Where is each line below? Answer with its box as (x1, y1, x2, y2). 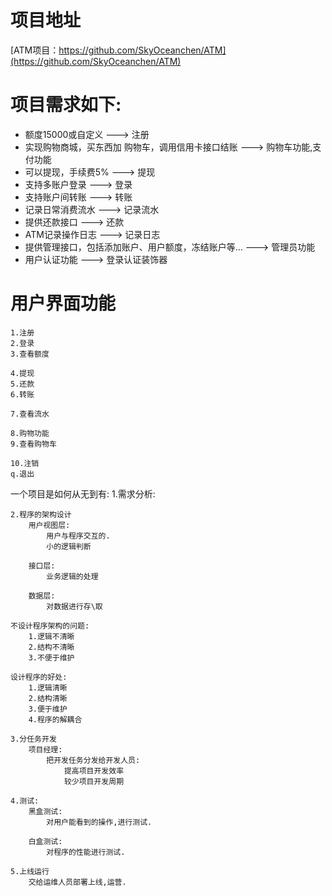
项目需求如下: (10, 94, 122, 116)
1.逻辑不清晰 (28, 631, 75, 641)
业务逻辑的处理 (46, 571, 99, 581)
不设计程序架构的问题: (10, 621, 90, 631)
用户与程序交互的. (46, 531, 111, 541)
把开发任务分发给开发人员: (46, 755, 141, 765)
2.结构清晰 (28, 693, 68, 703)
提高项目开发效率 (63, 766, 125, 776)
